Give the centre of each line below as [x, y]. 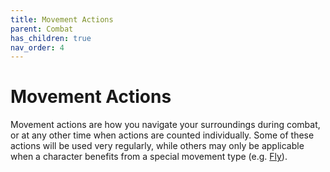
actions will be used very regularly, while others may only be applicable [157, 146]
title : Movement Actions [62, 19]
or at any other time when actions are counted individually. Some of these [162, 135]
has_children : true [51, 38]
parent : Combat [42, 29]
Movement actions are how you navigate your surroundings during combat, [165, 125]
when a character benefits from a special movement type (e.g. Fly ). [149, 157]
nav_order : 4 [37, 47]
